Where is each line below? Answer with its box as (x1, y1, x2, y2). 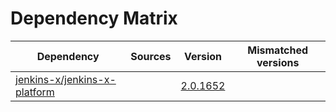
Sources (130, 49, 172, 63)
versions (256, 55, 300, 69)
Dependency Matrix (10, 7, 178, 30)
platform (15, 85, 55, 99)
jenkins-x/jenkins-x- (15, 72, 117, 86)
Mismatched (247, 43, 309, 57)
